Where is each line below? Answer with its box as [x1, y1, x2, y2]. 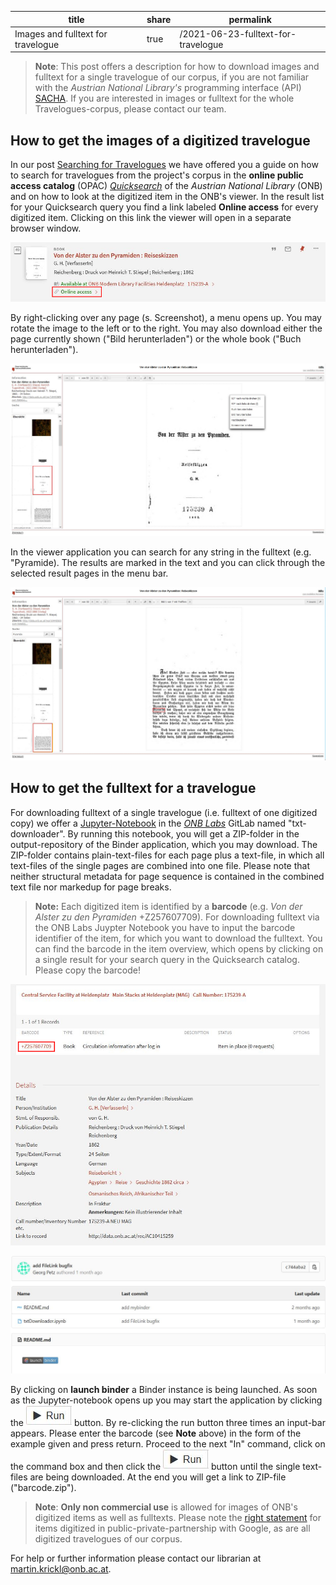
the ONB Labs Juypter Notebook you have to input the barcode [34, 921, 296, 933]
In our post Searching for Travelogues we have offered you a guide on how [10, 159, 319, 171]
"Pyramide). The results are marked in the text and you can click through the [10, 557, 326, 569]
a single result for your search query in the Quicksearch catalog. [34, 953, 300, 965]
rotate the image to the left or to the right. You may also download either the [10, 322, 323, 334]
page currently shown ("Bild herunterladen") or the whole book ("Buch [10, 332, 302, 345]
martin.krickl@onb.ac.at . [10, 1563, 112, 1575]
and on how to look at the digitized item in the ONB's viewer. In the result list [10, 191, 325, 203]
